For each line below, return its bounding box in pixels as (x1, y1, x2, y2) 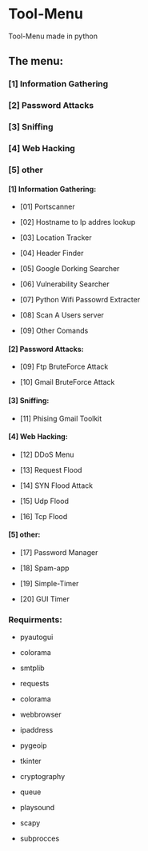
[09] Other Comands (19, 326, 89, 336)
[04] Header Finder (19, 249, 84, 258)
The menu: (8, 54, 64, 68)
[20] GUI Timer (19, 593, 70, 604)
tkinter (19, 757, 42, 766)
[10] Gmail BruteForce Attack (19, 378, 115, 387)
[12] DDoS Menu (19, 449, 74, 459)
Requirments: (8, 613, 62, 625)
